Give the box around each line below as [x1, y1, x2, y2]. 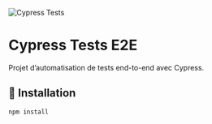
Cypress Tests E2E [8, 36, 138, 54]
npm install [8, 108, 49, 116]
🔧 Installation [8, 86, 76, 100]
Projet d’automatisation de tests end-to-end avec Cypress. [8, 62, 205, 72]
